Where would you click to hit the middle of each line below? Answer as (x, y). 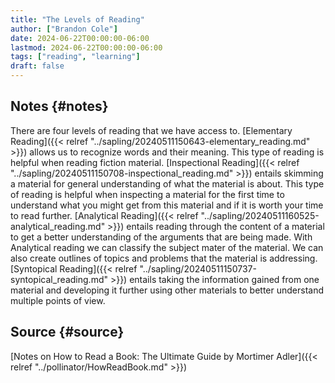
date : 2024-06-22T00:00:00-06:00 (80, 38)
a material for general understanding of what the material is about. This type (167, 183)
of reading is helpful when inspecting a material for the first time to (147, 194)
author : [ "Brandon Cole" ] (64, 29)
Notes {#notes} (59, 106)
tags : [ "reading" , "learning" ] (75, 57)
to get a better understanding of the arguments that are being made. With (161, 237)
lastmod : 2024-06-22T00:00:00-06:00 (86, 47)
